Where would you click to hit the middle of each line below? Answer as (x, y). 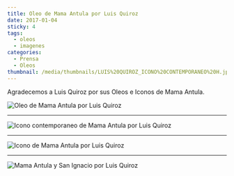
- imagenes (29, 46)
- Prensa (26, 59)
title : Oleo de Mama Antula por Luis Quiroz (73, 14)
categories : (24, 53)
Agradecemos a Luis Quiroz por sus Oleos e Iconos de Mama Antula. (106, 92)
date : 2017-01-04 (32, 20)
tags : (15, 33)
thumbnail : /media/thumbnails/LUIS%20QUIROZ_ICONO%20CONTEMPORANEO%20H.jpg (119, 72)
